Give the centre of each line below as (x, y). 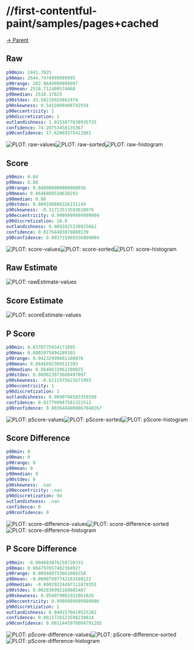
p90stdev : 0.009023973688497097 (46, 375)
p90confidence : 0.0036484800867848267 (54, 408)
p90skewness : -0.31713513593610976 (50, 210)
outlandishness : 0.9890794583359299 (51, 397)
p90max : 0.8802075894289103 (41, 353)
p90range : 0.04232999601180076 (45, 358)
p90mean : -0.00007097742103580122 (49, 579)
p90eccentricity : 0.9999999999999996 (53, 601)
